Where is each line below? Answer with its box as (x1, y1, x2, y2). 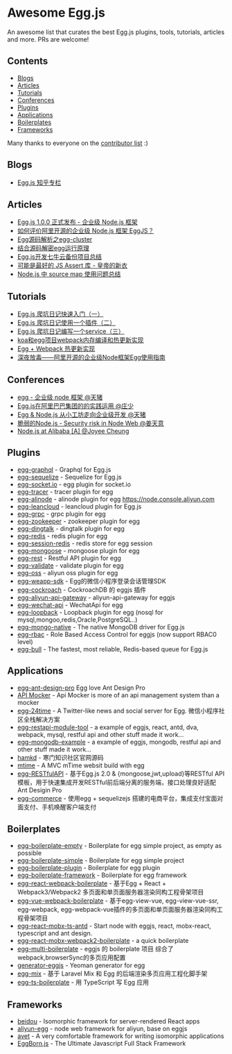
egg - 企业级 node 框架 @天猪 (17, 393, 103, 401)
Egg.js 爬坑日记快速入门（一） (17, 310, 104, 318)
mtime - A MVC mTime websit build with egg (17, 761, 145, 770)
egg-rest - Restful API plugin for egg (17, 554, 121, 562)
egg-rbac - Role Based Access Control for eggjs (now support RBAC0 (17, 630, 217, 638)
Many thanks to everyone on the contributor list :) (7, 139, 148, 147)
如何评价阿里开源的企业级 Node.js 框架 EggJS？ (17, 227, 154, 235)
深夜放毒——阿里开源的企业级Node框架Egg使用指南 (17, 353, 166, 362)
